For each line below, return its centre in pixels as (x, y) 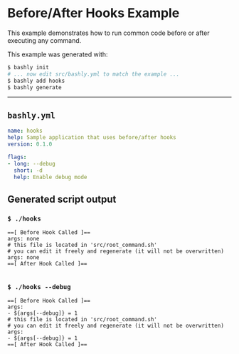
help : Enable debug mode (51, 177)
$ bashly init (28, 67)
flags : (17, 157)
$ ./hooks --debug (39, 287)
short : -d (28, 170)
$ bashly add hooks (36, 81)
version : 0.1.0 (30, 144)
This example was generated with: (58, 54)
